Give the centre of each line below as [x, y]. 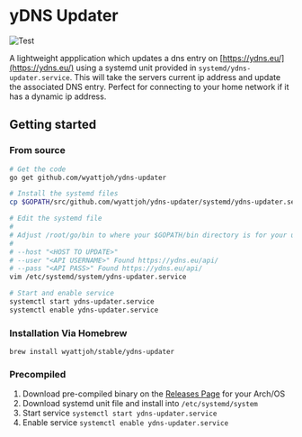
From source [37, 150]
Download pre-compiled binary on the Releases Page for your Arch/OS [154, 394]
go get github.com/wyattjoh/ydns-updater [88, 178]
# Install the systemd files [64, 194]
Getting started [53, 125]
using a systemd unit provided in [136, 68]
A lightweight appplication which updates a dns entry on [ [116, 58]
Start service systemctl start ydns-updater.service [120, 413]
